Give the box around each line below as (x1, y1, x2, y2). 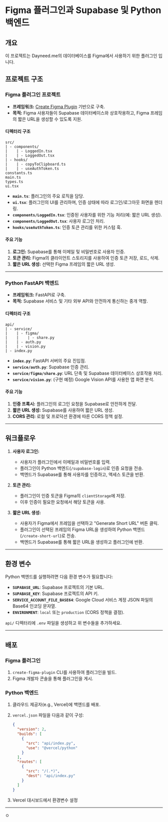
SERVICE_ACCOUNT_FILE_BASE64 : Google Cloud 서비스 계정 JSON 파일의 (12, 597, 153, 603)
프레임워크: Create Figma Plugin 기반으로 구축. (12, 103, 105, 109)
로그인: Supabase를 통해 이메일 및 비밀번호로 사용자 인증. (12, 248, 125, 255)
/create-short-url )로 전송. (21, 532, 76, 538)
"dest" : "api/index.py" (25, 773, 76, 778)
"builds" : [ (17, 731, 42, 736)
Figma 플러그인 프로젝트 (5, 91, 61, 98)
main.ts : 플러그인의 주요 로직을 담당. (12, 193, 84, 199)
